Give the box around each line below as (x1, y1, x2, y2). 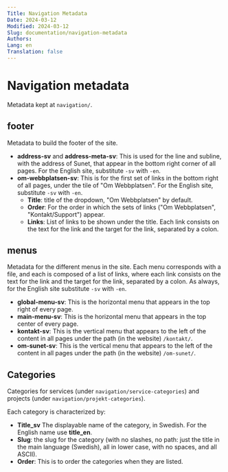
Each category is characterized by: (7, 408, 106, 416)
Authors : (7, 36, 32, 43)
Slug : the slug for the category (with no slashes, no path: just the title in (16, 436, 220, 444)
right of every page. (16, 305, 73, 314)
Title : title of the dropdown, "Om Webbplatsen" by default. (27, 196, 194, 204)
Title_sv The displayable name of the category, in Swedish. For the (16, 421, 207, 429)
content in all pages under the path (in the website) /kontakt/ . (16, 334, 193, 343)
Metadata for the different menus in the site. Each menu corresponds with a (7, 263, 221, 271)
